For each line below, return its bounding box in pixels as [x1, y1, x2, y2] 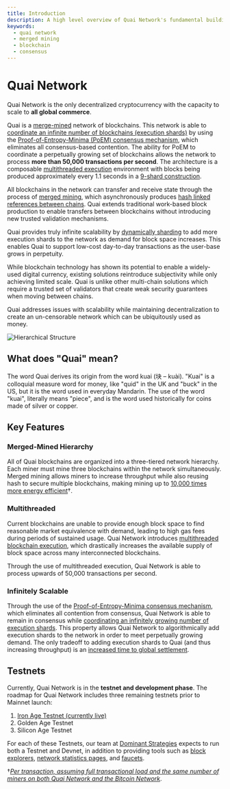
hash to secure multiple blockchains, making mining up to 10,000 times [7, 479, 207, 487]
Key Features [7, 422, 65, 433]
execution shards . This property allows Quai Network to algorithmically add [7, 623, 220, 631]
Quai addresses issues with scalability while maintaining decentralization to [7, 305, 220, 313]
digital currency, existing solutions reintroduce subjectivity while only [23, 270, 218, 278]
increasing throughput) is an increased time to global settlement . [7, 645, 190, 653]
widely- [189, 263, 211, 271]
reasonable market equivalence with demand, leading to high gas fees [7, 526, 205, 535]
